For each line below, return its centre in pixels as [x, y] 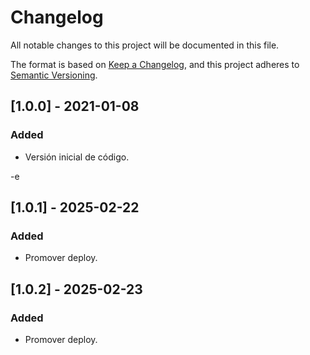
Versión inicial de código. [77, 157]
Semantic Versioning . [54, 75]
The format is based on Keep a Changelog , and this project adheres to [155, 64]
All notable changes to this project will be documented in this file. [145, 45]
